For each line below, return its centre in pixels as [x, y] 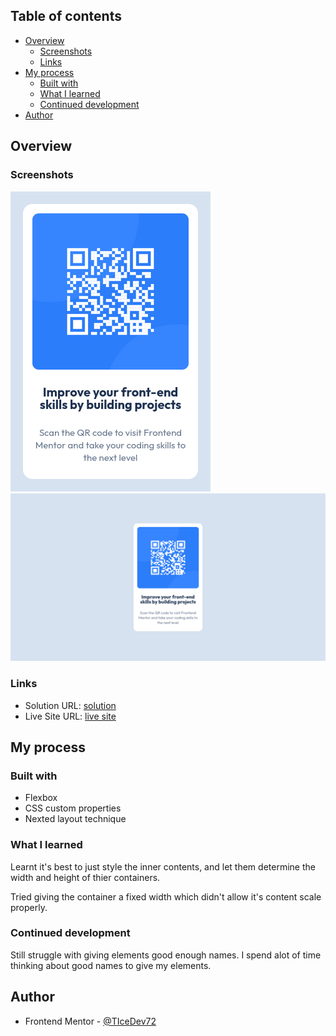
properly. [29, 907]
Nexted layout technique [75, 819]
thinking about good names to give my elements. [111, 965]
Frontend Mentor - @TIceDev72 [90, 1021]
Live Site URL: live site [70, 716]
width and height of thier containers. [85, 877]
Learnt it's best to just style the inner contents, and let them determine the [163, 866]
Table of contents [66, 16]
